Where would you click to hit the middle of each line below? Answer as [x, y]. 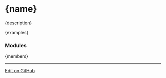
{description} [19, 23]
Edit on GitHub [20, 71]
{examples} [17, 32]
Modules [16, 45]
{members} [17, 56]
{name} [21, 9]
